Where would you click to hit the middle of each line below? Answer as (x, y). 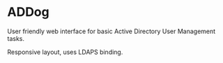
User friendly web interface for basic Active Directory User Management (111, 31)
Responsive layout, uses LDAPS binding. (65, 52)
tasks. (16, 38)
